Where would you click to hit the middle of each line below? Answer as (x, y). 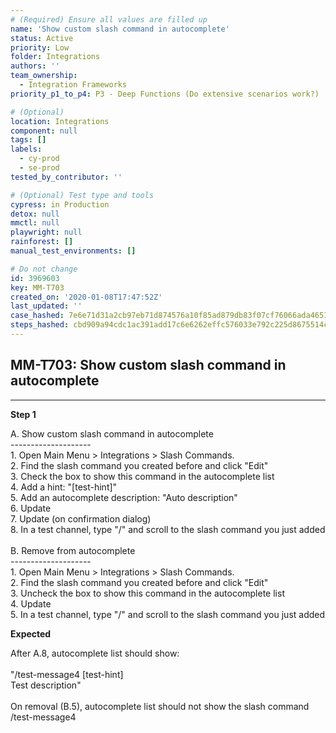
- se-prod (39, 168)
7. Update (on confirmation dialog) (81, 518)
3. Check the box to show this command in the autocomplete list (142, 476)
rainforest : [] (42, 242)
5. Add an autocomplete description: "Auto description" (124, 497)
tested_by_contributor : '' (66, 177)
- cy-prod (39, 159)
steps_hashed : (40, 325)
